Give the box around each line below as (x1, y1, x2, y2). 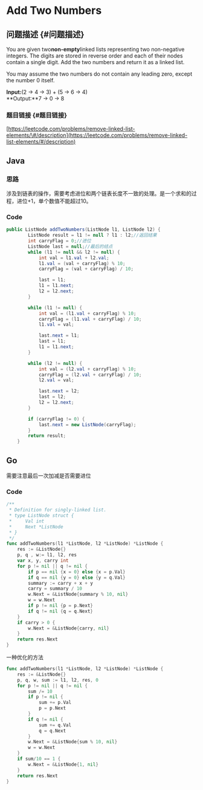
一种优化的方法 (6, 654, 43, 661)
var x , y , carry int (17, 558, 69, 564)
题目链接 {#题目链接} (6, 111, 68, 119)
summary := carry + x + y (28, 580, 94, 586)
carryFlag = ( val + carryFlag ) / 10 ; (38, 266, 134, 272)
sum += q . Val (38, 722, 71, 728)
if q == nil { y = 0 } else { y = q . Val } (28, 574, 126, 581)
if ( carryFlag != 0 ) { (28, 416, 85, 422)
